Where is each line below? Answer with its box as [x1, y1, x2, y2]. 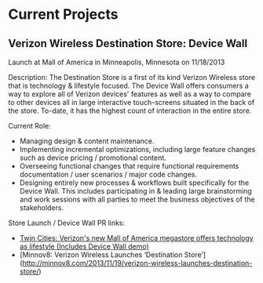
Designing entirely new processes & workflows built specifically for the [19, 178, 250, 187]
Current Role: [8, 122, 51, 130]
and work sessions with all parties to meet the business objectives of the [19, 194, 255, 204]
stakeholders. [19, 203, 64, 212]
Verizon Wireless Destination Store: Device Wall [8, 37, 248, 50]
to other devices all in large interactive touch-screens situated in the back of [8, 98, 255, 107]
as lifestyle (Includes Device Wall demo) [19, 241, 149, 251]
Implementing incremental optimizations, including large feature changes [19, 145, 256, 154]
